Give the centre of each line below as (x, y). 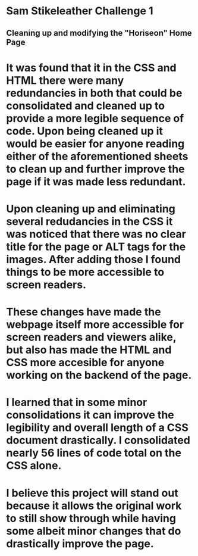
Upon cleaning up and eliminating (91, 209)
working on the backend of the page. (99, 375)
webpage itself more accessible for (95, 325)
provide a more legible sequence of (95, 118)
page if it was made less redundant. (96, 181)
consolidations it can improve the (90, 415)
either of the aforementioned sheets (97, 156)
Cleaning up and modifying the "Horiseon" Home (99, 33)
